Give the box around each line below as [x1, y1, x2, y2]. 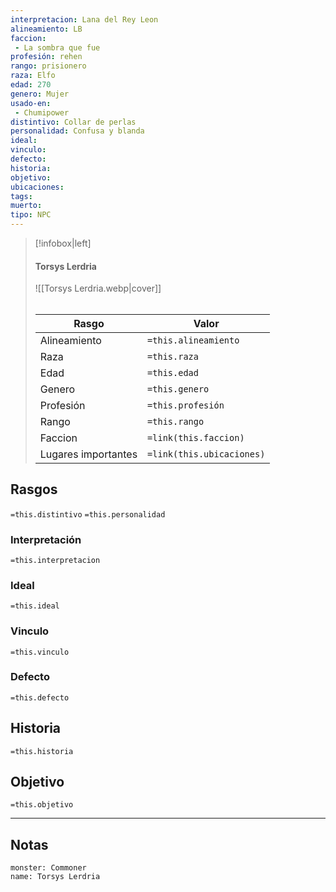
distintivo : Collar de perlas [10, 117, 137, 127]
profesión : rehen [10, 52, 83, 62]
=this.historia [10, 746, 74, 756]
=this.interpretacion [10, 555, 101, 565]
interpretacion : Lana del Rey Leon [10, 14, 159, 25]
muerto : [10, 201, 43, 211]
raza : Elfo [10, 71, 56, 81]
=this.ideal [10, 601, 60, 611]
